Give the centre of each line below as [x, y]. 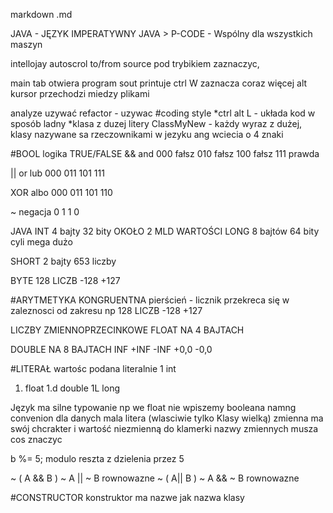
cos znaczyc [36, 439]
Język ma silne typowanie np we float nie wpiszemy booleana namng [153, 407]
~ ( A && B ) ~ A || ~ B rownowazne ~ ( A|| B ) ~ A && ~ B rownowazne [155, 478]
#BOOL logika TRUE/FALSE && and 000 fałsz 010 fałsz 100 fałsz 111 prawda [165, 153]
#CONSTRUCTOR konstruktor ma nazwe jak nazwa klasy [127, 497]
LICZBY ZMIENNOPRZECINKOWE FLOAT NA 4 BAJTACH [127, 330]
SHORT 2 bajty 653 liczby [63, 261]
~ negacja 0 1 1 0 [45, 212]
